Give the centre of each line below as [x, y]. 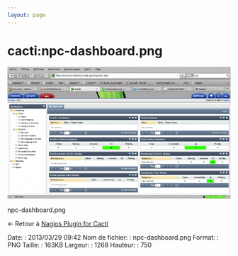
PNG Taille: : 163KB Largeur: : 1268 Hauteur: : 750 [80, 245]
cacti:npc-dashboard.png [85, 51]
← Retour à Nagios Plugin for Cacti [58, 224]
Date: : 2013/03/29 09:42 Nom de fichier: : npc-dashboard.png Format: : [113, 238]
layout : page [27, 15]
